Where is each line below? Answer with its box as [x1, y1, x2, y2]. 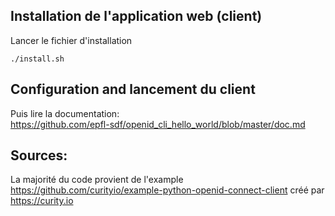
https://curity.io [10, 195, 74, 207]
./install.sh [10, 54, 65, 64]
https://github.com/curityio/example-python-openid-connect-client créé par [10, 184, 325, 196]
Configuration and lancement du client [10, 81, 256, 98]
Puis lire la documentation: [10, 107, 120, 119]
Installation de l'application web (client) [10, 8, 263, 25]
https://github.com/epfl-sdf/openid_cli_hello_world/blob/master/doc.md [10, 118, 306, 130]
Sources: [10, 147, 68, 164]
